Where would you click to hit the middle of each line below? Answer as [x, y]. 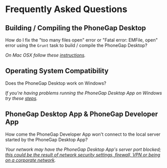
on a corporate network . [31, 160]
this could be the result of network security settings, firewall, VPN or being [83, 154]
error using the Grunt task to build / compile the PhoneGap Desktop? [76, 45]
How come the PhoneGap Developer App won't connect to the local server [83, 134]
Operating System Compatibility [57, 71]
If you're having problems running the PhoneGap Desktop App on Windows [84, 93]
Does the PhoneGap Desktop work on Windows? [56, 83]
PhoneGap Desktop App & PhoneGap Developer [81, 114]
